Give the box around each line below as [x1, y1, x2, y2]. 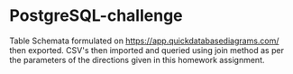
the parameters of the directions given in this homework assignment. [9, 54, 265, 65]
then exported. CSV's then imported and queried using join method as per [9, 44, 284, 55]
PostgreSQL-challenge [9, 5, 183, 26]
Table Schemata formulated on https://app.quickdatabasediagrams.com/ [9, 35, 279, 46]
